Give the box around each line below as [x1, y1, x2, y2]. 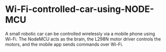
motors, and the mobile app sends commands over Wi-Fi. [5, 41, 123, 47]
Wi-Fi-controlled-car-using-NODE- [5, 3, 155, 15]
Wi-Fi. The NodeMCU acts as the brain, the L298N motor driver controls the [5, 36, 161, 42]
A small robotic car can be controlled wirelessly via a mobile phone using [5, 30, 156, 36]
